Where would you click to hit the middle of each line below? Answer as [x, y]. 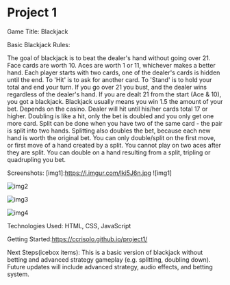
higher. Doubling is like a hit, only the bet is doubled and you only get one [111, 116]
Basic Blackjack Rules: [39, 44]
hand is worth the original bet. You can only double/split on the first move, [111, 137]
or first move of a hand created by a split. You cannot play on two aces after [114, 145]
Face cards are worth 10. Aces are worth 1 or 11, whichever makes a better [111, 65]
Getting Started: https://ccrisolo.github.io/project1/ [77, 239]
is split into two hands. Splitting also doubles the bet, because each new [109, 131]
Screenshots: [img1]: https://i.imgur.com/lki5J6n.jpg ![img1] [90, 173]
